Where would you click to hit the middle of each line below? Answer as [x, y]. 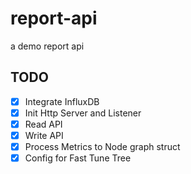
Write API [44, 135]
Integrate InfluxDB [62, 101]
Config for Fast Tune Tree [78, 158]
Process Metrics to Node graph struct [102, 146]
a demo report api [47, 46]
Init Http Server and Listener [83, 113]
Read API [43, 124]
